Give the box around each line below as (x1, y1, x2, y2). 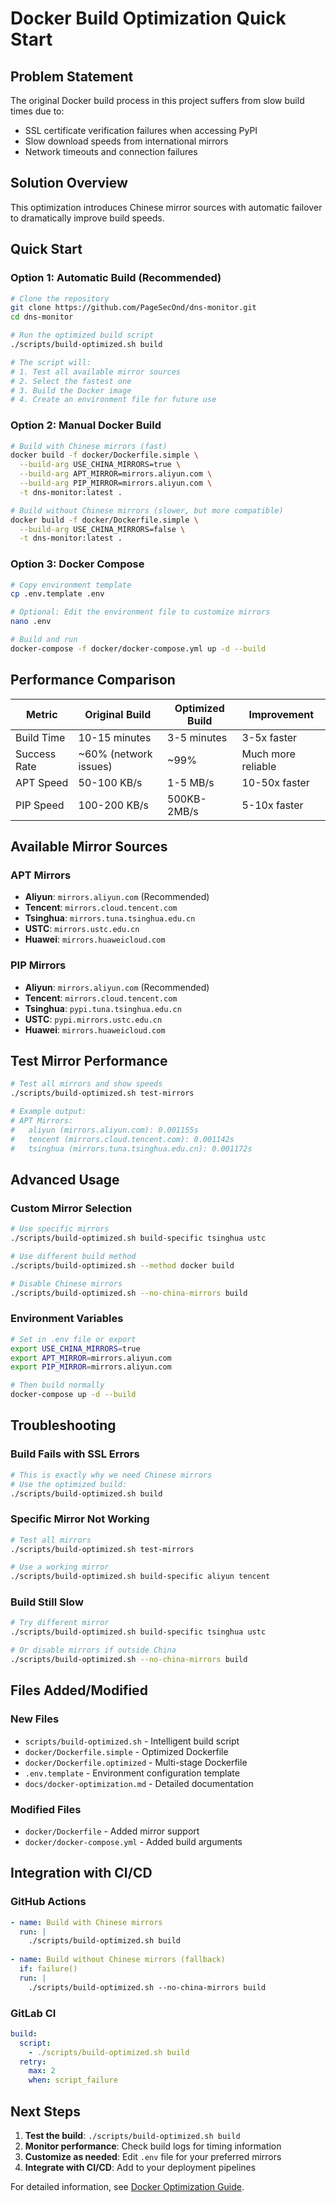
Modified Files (10, 1802, 82, 1816)
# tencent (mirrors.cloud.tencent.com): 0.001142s (10, 1134, 235, 1144)
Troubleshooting (10, 1417, 117, 1434)
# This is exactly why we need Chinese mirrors (10, 1470, 213, 1480)
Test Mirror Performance (10, 1053, 168, 1070)
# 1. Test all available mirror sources (10, 367, 182, 377)
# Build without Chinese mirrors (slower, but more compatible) (10, 505, 284, 516)
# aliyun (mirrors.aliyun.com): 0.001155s (10, 1125, 199, 1135)
